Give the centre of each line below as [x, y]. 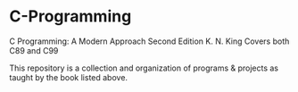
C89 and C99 [34, 50]
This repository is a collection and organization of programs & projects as [144, 68]
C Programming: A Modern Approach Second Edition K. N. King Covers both [149, 41]
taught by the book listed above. [68, 77]
